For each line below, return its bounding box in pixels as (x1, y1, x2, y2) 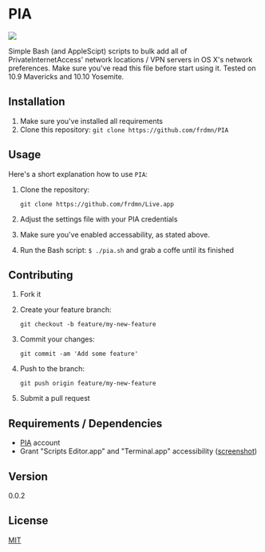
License (8, 514, 49, 528)
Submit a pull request (19, 394, 90, 403)
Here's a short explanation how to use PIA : (8, 169, 148, 178)
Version (8, 470, 48, 483)
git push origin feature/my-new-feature (19, 379, 156, 388)
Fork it (19, 290, 42, 299)
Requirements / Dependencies (8, 417, 163, 430)
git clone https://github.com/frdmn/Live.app (19, 200, 174, 208)
